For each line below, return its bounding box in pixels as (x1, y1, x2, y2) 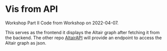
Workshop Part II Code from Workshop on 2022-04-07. (5, 20, 119, 26)
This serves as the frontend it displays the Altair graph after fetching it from (5, 29, 160, 35)
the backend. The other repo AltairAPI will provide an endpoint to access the (5, 35, 162, 41)
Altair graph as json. (5, 40, 46, 46)
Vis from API (5, 3, 58, 15)
